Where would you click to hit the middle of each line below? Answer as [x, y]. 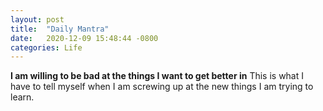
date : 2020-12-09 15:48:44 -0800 [84, 38]
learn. [22, 97]
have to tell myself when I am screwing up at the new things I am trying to [162, 87]
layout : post [37, 19]
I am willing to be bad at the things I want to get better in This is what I [157, 76]
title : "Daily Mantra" [60, 29]
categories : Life [46, 47]
